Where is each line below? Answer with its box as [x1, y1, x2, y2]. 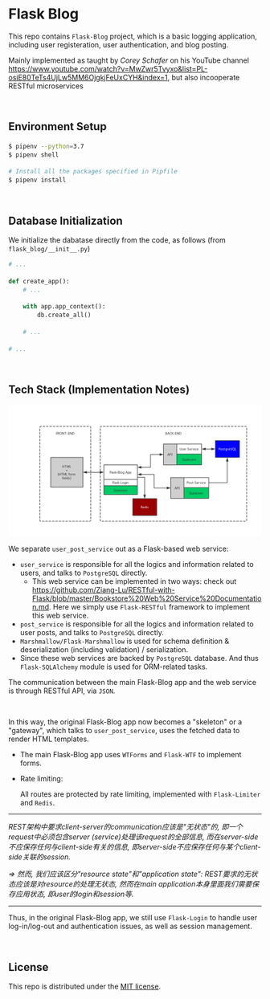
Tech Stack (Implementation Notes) [8, 382, 190, 396]
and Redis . [19, 798, 55, 808]
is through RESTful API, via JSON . [8, 686, 116, 695]
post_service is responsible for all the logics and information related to [19, 619, 255, 629]
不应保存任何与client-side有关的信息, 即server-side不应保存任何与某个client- [8, 842, 261, 852]
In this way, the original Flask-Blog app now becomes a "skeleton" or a [8, 717, 243, 727]
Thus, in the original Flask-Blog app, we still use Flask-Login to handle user [8, 913, 258, 923]
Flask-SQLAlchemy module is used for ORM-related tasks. [19, 662, 208, 671]
